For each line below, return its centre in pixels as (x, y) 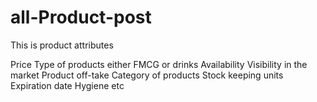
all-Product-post (81, 17)
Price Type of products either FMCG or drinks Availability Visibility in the (159, 64)
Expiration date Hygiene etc (67, 85)
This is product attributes (62, 45)
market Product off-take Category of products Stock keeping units (147, 75)
